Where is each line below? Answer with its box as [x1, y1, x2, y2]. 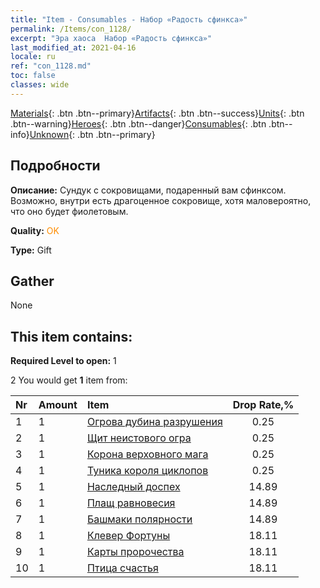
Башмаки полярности [86, 512, 193, 526]
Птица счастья [86, 561, 159, 575]
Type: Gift [10, 244, 52, 256]
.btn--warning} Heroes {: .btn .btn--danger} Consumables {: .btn [10, 117, 267, 130]
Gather [10, 272, 55, 290]
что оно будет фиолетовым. [10, 205, 129, 217]
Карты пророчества [86, 545, 185, 559]
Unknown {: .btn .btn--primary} [29, 128, 156, 140]
